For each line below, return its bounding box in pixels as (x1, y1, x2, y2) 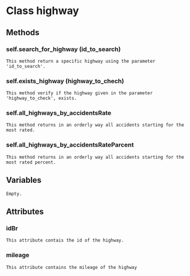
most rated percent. (6, 159, 57, 165)
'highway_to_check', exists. (6, 96, 77, 101)
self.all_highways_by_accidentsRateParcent (6, 141, 134, 149)
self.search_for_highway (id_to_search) (6, 45, 121, 53)
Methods (6, 28, 40, 38)
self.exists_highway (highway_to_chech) (6, 77, 125, 85)
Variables (6, 175, 42, 185)
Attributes (6, 206, 44, 216)
